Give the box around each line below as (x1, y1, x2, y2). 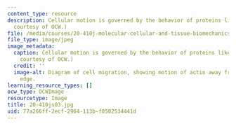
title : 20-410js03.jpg (7, 101, 74, 108)
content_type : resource (7, 10, 77, 17)
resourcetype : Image (7, 95, 68, 102)
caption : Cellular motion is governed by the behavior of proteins (13, 50, 216, 57)
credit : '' (13, 62, 46, 69)
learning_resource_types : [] (7, 82, 93, 89)
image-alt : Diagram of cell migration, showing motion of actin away (13, 69, 221, 76)
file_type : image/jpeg (7, 36, 74, 43)
